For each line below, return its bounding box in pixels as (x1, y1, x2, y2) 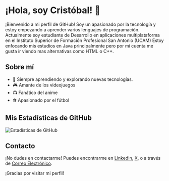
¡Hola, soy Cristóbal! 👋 (5, 5, 101, 16)
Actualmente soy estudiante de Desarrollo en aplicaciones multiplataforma (5, 32, 160, 38)
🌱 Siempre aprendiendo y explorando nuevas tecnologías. (12, 76, 133, 82)
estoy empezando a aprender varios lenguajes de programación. (5, 26, 140, 32)
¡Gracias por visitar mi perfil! (5, 170, 64, 176)
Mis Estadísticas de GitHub (5, 114, 92, 122)
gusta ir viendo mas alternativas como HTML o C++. (5, 48, 115, 54)
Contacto (5, 142, 35, 150)
